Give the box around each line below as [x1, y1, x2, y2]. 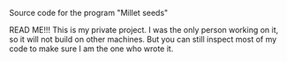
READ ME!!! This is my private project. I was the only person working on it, [9, 25, 279, 34]
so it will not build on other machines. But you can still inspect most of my [9, 34, 277, 44]
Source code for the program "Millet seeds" [9, 8, 169, 18]
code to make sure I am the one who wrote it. [9, 43, 174, 54]
